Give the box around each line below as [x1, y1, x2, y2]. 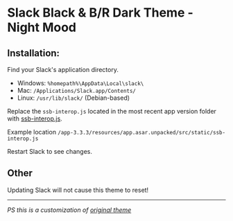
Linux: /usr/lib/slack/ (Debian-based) [17, 94, 130, 102]
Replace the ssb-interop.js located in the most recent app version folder [7, 107, 217, 115]
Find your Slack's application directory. [7, 66, 119, 73]
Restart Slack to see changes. [7, 148, 92, 155]
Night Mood [7, 19, 77, 35]
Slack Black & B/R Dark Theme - [7, 5, 194, 21]
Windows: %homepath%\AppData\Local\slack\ [17, 79, 144, 87]
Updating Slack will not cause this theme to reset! [7, 186, 149, 194]
